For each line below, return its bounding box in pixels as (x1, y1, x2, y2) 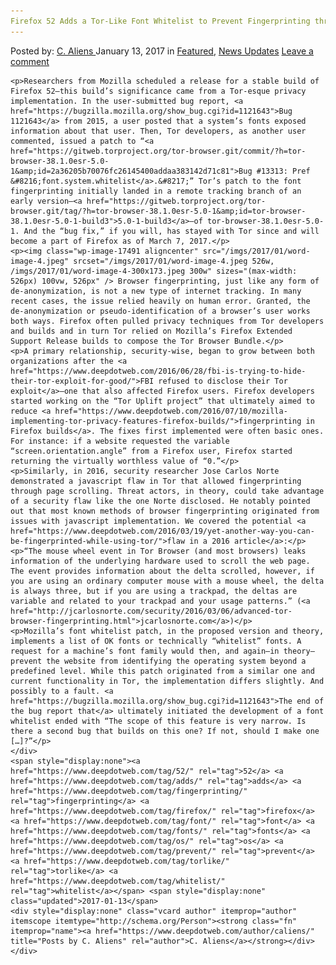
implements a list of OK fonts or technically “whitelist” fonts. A (10, 636, 302, 646)
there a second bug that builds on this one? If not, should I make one (10, 726, 320, 736)
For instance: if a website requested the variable (10, 436, 230, 446)
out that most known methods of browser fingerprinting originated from (10, 506, 320, 516)
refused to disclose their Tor (158, 376, 288, 386)
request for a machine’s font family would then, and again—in (10, 646, 280, 656)
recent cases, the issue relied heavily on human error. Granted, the (10, 296, 311, 306)
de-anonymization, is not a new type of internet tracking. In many (10, 286, 302, 296)
